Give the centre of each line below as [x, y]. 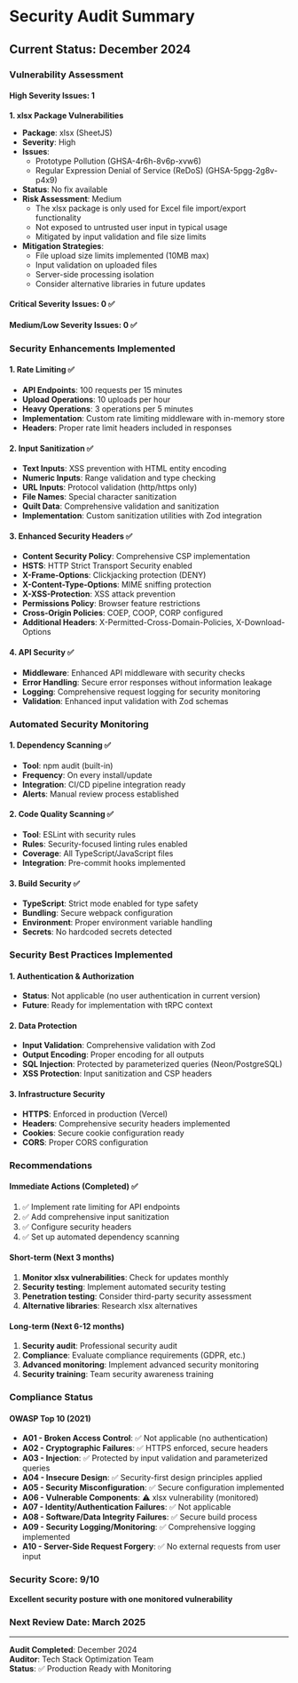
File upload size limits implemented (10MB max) [122, 255]
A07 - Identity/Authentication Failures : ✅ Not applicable [126, 1507]
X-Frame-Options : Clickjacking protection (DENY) [114, 575]
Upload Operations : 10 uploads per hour [96, 400]
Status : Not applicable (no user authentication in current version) [141, 996]
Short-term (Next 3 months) [62, 1258]
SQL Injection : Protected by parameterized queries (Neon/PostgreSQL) [152, 1064]
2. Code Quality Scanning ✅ [61, 814]
